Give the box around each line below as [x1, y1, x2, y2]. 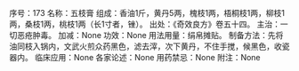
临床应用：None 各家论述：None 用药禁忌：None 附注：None [34, 52, 261, 62]
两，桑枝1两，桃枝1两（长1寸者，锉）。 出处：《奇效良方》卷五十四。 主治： [9, 19, 280, 29]
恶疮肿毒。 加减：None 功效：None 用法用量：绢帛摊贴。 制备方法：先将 [16, 30, 284, 40]
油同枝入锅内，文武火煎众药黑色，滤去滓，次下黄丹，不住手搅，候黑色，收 [9, 41, 282, 51]
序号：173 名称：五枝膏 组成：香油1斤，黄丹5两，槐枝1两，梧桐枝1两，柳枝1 [9, 8, 285, 18]
